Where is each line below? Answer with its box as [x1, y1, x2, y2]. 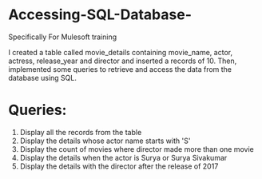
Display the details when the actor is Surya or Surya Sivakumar [19, 153, 228, 162]
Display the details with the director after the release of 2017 [19, 161, 219, 171]
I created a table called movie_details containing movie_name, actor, [8, 47, 233, 57]
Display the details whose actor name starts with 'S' [19, 136, 191, 145]
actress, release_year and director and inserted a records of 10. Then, [8, 56, 237, 66]
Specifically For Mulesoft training [8, 32, 117, 42]
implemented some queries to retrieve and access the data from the [8, 64, 232, 74]
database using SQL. [8, 73, 77, 82]
